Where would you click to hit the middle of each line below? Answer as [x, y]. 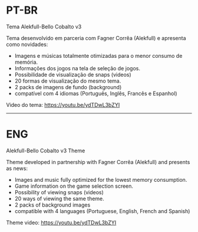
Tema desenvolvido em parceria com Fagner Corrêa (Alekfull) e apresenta [96, 38]
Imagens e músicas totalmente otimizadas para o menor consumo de [98, 55]
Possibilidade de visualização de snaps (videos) [73, 74]
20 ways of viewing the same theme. [59, 198]
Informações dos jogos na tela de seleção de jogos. [77, 68]
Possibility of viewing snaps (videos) [59, 192]
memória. [26, 62]
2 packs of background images [52, 205]
